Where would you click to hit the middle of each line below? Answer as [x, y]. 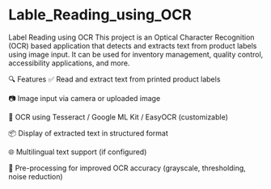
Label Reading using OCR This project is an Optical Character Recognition [131, 37]
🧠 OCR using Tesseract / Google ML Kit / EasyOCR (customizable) [119, 117]
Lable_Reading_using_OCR [100, 15]
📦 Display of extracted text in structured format [88, 133]
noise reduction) [36, 176]
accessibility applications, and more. [69, 63]
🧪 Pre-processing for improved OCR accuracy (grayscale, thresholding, [127, 168]
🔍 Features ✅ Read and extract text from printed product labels [114, 79]
